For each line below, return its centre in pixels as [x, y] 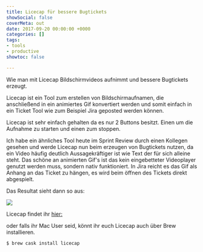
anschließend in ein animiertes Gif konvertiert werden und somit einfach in [99, 104]
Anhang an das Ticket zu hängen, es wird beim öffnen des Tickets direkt [97, 173]
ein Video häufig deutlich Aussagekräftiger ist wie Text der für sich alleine [98, 153]
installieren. [21, 232]
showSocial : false [29, 18]
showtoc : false [25, 57]
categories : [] [25, 35]
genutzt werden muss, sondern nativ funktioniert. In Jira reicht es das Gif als [102, 166]
